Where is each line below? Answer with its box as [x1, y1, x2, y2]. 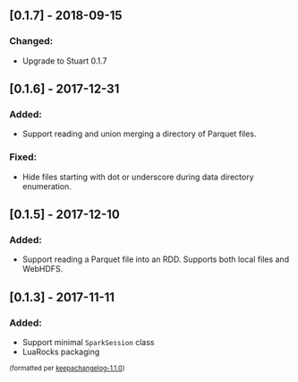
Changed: [9, 35, 54, 48]
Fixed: [9, 151, 38, 163]
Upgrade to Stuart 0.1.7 [21, 55, 107, 66]
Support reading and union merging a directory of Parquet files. [21, 128, 257, 139]
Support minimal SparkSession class [21, 337, 155, 348]
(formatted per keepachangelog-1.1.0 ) [9, 364, 125, 373]
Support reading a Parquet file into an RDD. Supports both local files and [21, 254, 289, 265]
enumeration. [21, 180, 72, 192]
